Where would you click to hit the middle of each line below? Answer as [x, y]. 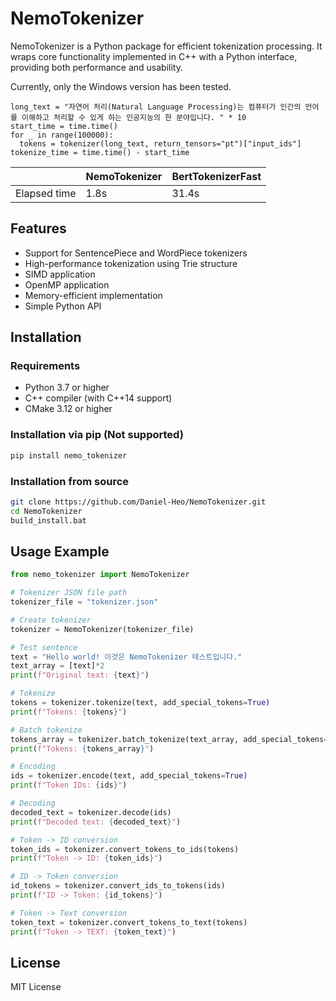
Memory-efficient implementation [93, 295]
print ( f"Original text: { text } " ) [80, 675]
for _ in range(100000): [62, 135]
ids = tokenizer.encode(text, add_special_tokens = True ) [129, 776]
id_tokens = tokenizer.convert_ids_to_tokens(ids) [118, 886]
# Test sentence [44, 647]
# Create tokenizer [51, 620]
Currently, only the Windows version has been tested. [121, 86]
